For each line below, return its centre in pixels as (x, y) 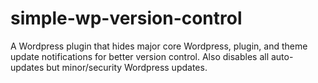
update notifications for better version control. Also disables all (140, 56)
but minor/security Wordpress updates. (127, 67)
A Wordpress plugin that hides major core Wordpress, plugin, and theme (159, 46)
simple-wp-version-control (126, 18)
